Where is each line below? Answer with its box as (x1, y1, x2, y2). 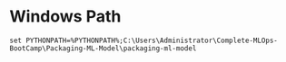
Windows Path (9, 6, 122, 27)
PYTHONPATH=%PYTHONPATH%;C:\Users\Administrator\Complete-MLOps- (25, 36, 279, 45)
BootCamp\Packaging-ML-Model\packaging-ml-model (9, 43, 197, 53)
